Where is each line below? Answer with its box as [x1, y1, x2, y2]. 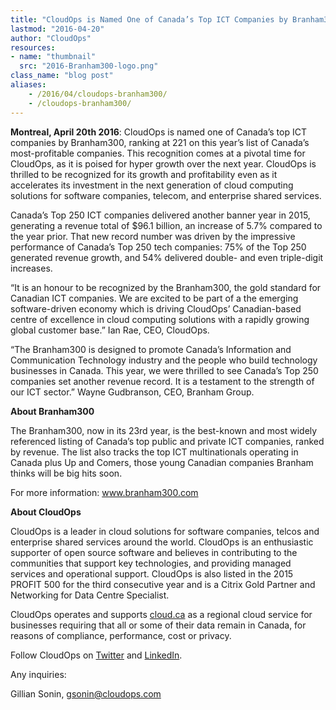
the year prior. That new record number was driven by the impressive [10, 230, 296, 242]
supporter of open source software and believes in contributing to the [10, 546, 298, 558]
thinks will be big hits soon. [10, 467, 123, 479]
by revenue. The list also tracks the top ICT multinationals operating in [10, 446, 299, 458]
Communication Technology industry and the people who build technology [10, 354, 318, 366]
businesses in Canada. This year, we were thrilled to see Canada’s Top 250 [10, 364, 319, 376]
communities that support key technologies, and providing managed [10, 557, 292, 569]
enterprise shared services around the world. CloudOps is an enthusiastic [10, 536, 314, 548]
